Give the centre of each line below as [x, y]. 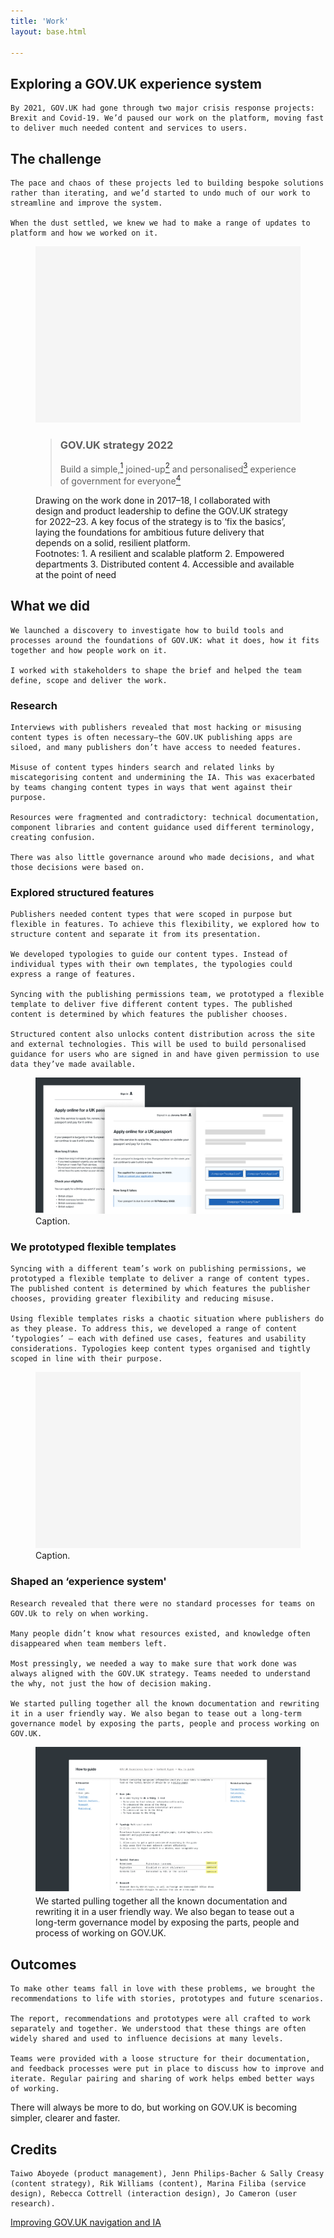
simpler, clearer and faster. [65, 2118]
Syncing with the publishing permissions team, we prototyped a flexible [167, 995]
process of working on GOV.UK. [101, 1933]
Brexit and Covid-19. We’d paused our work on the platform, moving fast [167, 118]
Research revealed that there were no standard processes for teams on [162, 1603]
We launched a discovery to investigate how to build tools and [147, 630]
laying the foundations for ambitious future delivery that [150, 532]
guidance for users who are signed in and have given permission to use [165, 1055]
